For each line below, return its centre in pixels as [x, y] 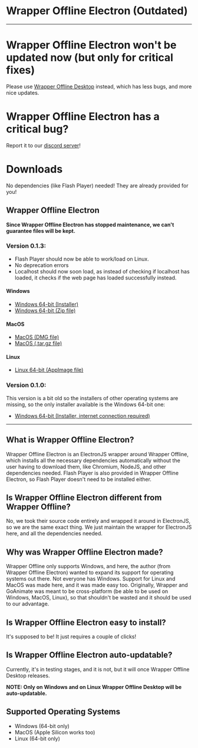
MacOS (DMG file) [37, 337]
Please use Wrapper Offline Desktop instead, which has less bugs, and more [99, 86]
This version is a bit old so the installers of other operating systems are [92, 398]
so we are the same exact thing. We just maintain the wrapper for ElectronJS [99, 527]
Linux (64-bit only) [37, 739]
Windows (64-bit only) [42, 726]
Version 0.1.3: [26, 246]
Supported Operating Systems [63, 712]
